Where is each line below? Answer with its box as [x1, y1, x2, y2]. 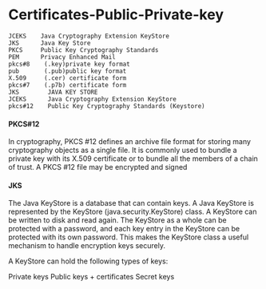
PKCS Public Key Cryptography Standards [8, 46, 159, 54]
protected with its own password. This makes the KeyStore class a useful [8, 232, 249, 242]
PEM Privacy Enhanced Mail [8, 53, 116, 61]
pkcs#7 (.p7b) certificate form [8, 81, 127, 89]
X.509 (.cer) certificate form [8, 74, 127, 82]
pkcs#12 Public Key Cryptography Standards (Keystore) [8, 102, 205, 110]
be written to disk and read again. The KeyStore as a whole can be [8, 215, 227, 225]
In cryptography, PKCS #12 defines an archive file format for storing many [8, 137, 252, 147]
